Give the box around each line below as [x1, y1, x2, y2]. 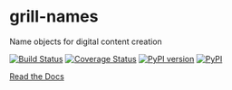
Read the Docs [9, 70, 65, 82]
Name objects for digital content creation [9, 36, 163, 47]
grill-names [9, 6, 99, 27]
